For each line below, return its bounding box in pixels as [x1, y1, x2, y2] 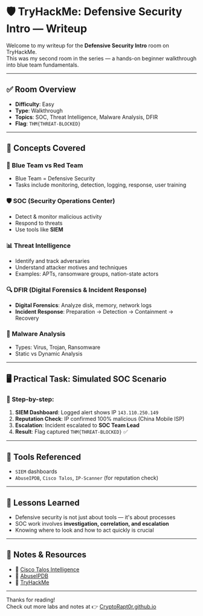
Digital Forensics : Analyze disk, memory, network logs [14, 302, 152, 309]
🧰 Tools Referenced [6, 452, 82, 462]
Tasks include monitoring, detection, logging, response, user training [14, 181, 186, 188]
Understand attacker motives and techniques [14, 264, 128, 271]
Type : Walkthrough [14, 107, 63, 114]
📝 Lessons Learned [6, 497, 80, 508]
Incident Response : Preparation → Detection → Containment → [14, 308, 174, 316]
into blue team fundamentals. [6, 61, 79, 68]
